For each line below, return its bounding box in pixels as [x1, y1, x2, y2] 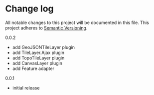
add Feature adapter [12, 65, 55, 71]
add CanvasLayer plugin [12, 60, 62, 66]
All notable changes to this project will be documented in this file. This [5, 19, 150, 25]
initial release [12, 84, 40, 90]
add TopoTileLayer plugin [12, 54, 65, 60]
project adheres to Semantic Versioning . [5, 24, 88, 30]
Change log [5, 3, 54, 14]
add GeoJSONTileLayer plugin [12, 44, 75, 50]
